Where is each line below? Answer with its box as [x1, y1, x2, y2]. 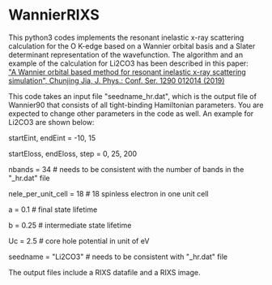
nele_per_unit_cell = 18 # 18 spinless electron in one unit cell [8, 188, 209, 198]
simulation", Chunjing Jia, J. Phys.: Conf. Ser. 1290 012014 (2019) [8, 76, 225, 85]
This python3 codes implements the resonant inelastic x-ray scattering [8, 32, 244, 42]
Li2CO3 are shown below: [8, 117, 95, 127]
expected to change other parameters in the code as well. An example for [8, 108, 254, 119]
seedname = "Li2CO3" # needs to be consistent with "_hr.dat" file [8, 252, 228, 261]
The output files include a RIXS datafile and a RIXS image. [8, 267, 201, 277]
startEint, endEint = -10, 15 [8, 132, 96, 143]
